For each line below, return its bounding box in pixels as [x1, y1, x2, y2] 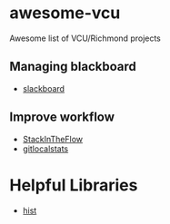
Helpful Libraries [9, 175, 138, 195]
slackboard [22, 83, 65, 93]
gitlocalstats [22, 143, 69, 154]
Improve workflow [9, 110, 115, 125]
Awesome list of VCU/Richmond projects [9, 33, 162, 44]
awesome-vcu [9, 3, 121, 24]
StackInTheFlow [22, 133, 84, 144]
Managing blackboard [9, 59, 136, 74]
